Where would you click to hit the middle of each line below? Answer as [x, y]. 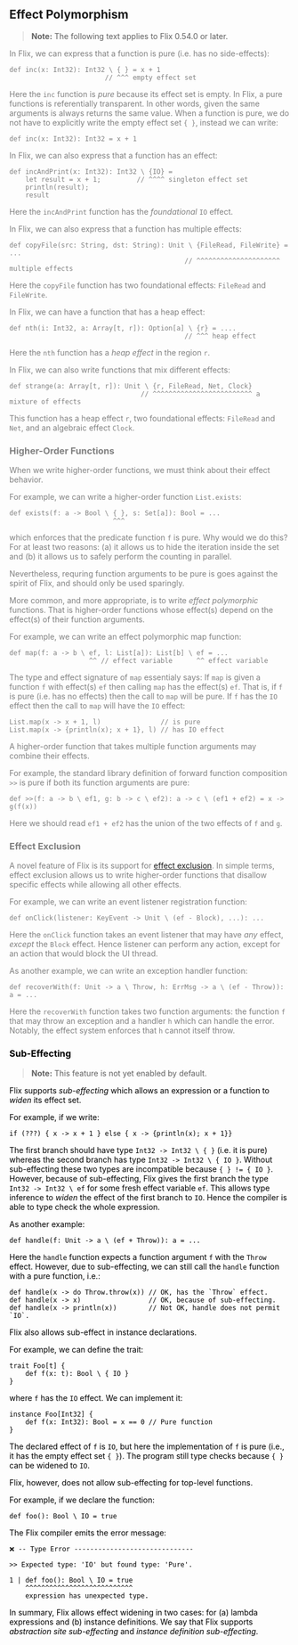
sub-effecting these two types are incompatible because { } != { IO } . [141, 1169]
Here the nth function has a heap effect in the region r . [110, 352]
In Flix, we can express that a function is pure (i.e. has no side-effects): [139, 53]
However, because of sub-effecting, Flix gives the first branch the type [139, 1178]
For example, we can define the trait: [77, 1349]
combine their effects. [50, 756]
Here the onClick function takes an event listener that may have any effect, [146, 935]
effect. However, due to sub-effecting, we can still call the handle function [145, 1266]
